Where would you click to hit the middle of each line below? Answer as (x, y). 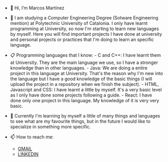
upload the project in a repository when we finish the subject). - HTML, (85, 84)
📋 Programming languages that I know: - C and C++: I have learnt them (86, 55)
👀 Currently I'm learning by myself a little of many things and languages (85, 116)
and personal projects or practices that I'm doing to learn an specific (82, 39)
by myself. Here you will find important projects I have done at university (86, 34)
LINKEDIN (28, 154)
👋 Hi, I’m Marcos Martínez (37, 8)
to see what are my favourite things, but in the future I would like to (80, 121)
